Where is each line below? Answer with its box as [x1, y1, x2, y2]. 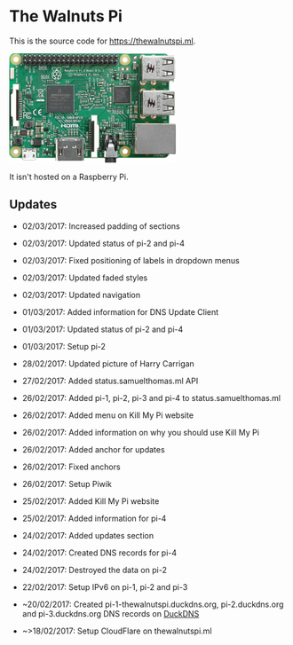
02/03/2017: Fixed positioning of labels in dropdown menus [21, 255, 240, 265]
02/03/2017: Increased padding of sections [21, 220, 180, 232]
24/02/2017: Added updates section [21, 530, 154, 540]
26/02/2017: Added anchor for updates [21, 444, 166, 454]
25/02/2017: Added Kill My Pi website [21, 495, 160, 507]
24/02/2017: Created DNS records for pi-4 [21, 547, 178, 558]
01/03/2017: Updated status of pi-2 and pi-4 [21, 324, 184, 334]
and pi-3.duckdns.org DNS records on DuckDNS [21, 608, 200, 618]
